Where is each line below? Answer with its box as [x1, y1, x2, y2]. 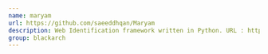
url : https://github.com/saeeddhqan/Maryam [8, 19, 156, 27]
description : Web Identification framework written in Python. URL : [8, 26, 245, 34]
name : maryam [8, 11, 52, 20]
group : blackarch [8, 33, 66, 42]
